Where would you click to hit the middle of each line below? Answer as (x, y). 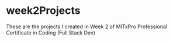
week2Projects (43, 11)
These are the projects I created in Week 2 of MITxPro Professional (87, 26)
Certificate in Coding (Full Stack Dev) (51, 32)
